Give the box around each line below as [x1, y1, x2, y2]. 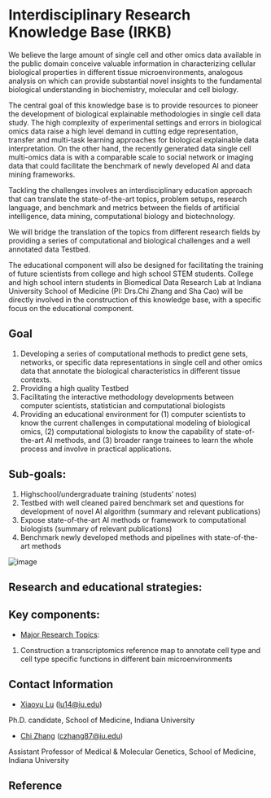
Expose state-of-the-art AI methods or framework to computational [20, 515, 247, 524]
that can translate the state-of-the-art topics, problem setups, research [8, 194, 247, 204]
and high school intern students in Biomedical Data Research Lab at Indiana [8, 277, 262, 287]
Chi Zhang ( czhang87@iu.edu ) [20, 730, 124, 740]
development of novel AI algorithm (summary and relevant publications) [20, 506, 261, 516]
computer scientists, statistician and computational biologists [20, 401, 226, 410]
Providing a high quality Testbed [20, 383, 129, 392]
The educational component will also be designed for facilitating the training [8, 260, 264, 270]
